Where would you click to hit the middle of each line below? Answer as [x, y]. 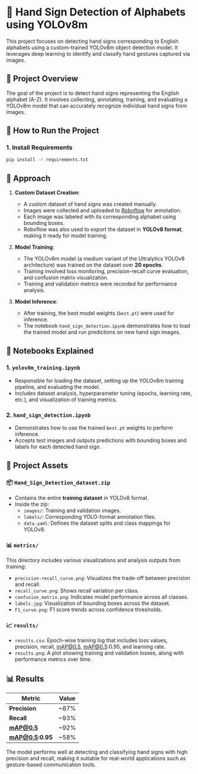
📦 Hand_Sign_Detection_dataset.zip [58, 483]
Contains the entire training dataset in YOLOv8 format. [82, 497]
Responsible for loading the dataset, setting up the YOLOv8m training [99, 380]
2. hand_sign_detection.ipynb [48, 415]
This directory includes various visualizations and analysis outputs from [93, 560]
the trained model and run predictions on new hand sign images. [102, 332]
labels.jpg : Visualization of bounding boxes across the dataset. [92, 603]
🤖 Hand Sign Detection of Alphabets [96, 12]
